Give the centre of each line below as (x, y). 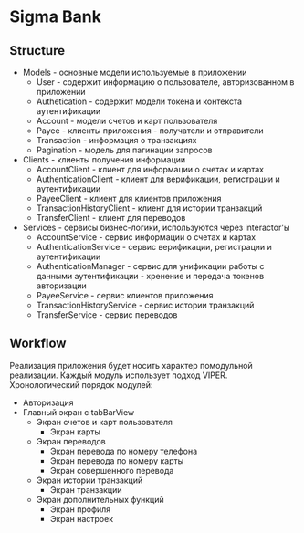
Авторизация (48, 402)
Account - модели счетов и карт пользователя (127, 121)
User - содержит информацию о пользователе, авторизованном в (165, 82)
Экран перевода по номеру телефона (124, 451)
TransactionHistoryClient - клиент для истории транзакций (149, 208)
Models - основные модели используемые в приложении (135, 72)
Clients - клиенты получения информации (104, 160)
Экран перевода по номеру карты (117, 460)
